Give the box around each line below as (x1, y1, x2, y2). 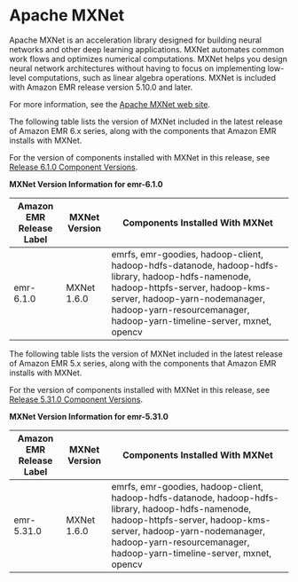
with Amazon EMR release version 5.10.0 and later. (9, 82, 193, 92)
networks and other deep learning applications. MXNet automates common (9, 43, 285, 54)
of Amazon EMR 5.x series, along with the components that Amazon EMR (9, 358, 277, 368)
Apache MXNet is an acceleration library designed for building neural (9, 35, 262, 45)
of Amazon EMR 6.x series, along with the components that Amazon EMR (9, 125, 277, 136)
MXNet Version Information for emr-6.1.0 (9, 178, 164, 189)
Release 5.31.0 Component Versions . (9, 394, 144, 405)
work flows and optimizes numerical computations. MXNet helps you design (9, 53, 288, 64)
